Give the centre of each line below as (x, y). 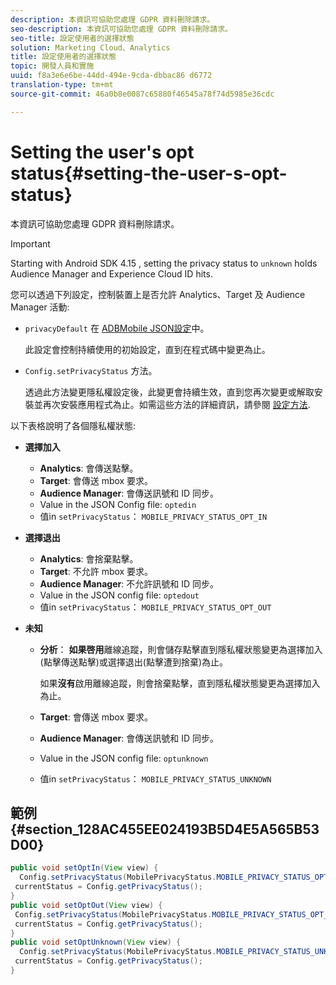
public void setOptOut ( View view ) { (86, 905)
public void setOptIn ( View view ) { (84, 868)
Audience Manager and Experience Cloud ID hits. (111, 273)
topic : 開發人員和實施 (52, 66)
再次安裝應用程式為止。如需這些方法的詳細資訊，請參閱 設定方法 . (176, 404)
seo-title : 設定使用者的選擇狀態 (72, 38)
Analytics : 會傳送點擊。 (89, 468)
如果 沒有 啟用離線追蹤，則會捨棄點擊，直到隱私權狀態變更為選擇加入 (180, 683)
